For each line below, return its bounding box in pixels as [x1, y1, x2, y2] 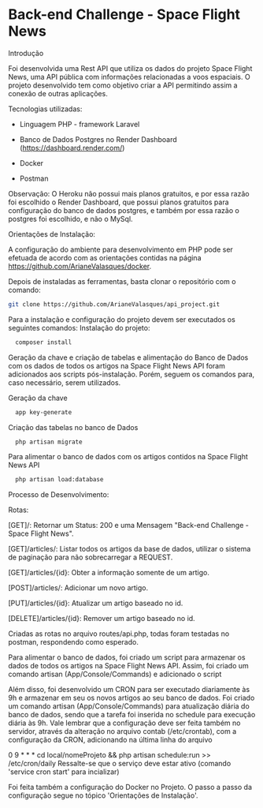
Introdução [8, 48, 44, 58]
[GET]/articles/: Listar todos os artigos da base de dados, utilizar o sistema [8, 544, 251, 554]
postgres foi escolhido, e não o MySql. [8, 214, 133, 223]
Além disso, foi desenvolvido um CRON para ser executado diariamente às [8, 685, 250, 694]
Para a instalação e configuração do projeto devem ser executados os [8, 314, 236, 324]
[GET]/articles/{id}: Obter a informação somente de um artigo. [8, 568, 210, 578]
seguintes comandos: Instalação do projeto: [8, 323, 150, 332]
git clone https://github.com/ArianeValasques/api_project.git [8, 300, 220, 309]
